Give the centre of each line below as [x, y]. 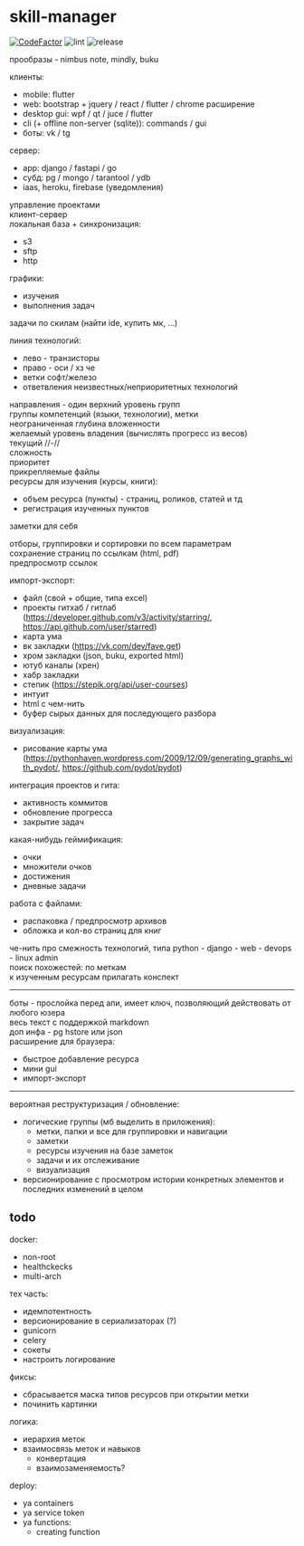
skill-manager [63, 17]
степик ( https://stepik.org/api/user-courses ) [105, 684]
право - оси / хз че [59, 367]
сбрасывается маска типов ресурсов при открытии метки [135, 1394]
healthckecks [47, 1266]
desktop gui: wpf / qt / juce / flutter [88, 113]
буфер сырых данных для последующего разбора [119, 713]
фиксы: [23, 1377]
